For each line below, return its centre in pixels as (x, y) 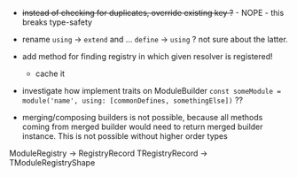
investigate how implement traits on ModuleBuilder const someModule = (152, 91)
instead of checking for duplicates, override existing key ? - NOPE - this (153, 13)
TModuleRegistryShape (52, 162)
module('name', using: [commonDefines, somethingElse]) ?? (133, 100)
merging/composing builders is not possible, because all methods (142, 117)
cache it (50, 73)
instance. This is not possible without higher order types (125, 136)
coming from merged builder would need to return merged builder (142, 127)
